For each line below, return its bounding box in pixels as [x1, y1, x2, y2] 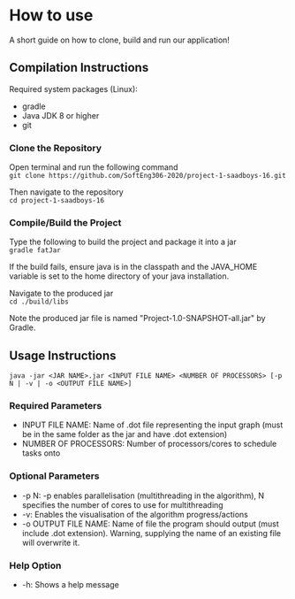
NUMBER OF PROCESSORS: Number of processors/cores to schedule [21, 439, 277, 449]
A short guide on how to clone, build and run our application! [9, 35, 230, 45]
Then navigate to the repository [9, 187, 124, 197]
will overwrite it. [21, 537, 80, 548]
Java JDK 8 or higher [21, 110, 100, 120]
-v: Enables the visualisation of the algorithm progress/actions [21, 509, 249, 519]
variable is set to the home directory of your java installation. [9, 271, 230, 281]
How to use [9, 5, 94, 26]
